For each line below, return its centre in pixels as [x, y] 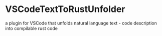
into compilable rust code [31, 28]
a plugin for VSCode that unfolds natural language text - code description [81, 23]
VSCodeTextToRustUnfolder [65, 9]
